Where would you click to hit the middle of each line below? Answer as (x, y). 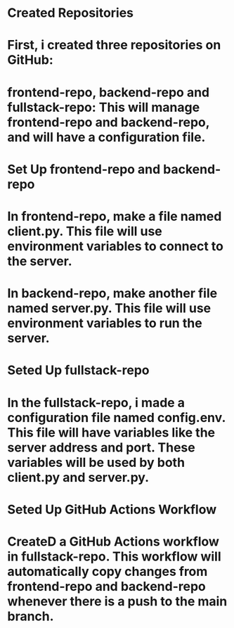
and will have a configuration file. (106, 137)
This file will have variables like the (111, 432)
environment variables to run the (105, 323)
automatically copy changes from (108, 571)
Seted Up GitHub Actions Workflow (112, 510)
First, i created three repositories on (114, 45)
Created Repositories (71, 13)
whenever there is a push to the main (117, 601)
